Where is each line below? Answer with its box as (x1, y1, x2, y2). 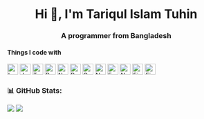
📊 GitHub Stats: (7, 86, 62, 95)
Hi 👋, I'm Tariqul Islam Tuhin (35, 6, 198, 22)
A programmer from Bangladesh (61, 31, 171, 41)
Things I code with (7, 48, 62, 56)
